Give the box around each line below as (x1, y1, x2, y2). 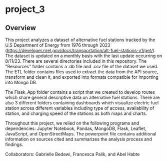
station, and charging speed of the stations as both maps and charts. (5, 110, 147, 116)
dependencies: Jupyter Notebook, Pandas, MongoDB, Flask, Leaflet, (5, 125, 146, 131)
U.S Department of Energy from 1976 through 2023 (5, 42, 110, 48)
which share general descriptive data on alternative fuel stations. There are (5, 94, 160, 100)
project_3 (5, 4, 45, 15)
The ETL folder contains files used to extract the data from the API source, (5, 69, 158, 75)
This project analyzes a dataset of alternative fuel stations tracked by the (5, 37, 155, 43)
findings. (5, 141, 23, 147)
